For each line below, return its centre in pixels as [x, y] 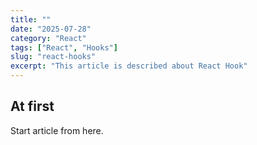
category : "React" [48, 38]
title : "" [31, 19]
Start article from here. [57, 130]
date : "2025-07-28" [51, 29]
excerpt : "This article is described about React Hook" [129, 66]
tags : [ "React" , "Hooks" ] [64, 47]
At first [32, 106]
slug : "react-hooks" [53, 57]
